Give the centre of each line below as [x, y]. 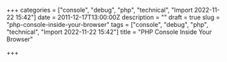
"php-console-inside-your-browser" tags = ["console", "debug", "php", [107, 24]
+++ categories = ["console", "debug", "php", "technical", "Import [100, 10]
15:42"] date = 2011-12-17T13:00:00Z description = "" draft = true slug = [118, 17]
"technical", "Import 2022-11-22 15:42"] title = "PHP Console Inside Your [109, 32]
